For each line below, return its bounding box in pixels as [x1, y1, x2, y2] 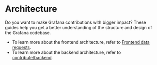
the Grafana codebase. [5, 30, 51, 35]
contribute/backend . [12, 54, 53, 60]
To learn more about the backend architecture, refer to [12, 49, 121, 55]
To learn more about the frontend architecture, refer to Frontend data [12, 39, 150, 45]
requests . [12, 44, 31, 50]
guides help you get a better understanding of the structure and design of [5, 24, 153, 30]
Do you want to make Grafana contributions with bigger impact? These [5, 19, 146, 25]
